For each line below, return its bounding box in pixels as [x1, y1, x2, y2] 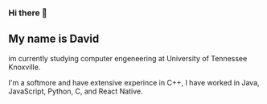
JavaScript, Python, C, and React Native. [8, 86, 143, 96]
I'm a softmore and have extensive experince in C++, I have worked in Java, [8, 77, 260, 87]
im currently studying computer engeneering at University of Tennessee [8, 53, 248, 63]
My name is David [8, 32, 100, 46]
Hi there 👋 [8, 7, 48, 19]
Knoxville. [8, 62, 41, 72]
